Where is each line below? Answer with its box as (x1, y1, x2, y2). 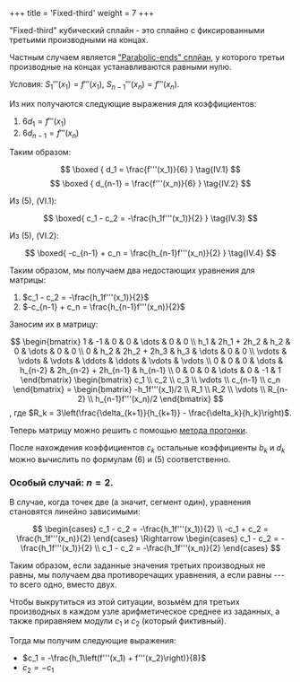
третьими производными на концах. (9, 35, 149, 45)
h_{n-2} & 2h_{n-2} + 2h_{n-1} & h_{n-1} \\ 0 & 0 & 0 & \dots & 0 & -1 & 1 (19, 365, 282, 376)
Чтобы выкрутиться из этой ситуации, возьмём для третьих (9, 597, 240, 608)
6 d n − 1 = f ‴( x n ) (21, 127, 80, 140)
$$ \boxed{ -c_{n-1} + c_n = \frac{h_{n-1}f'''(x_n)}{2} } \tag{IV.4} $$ (24, 248, 277, 258)
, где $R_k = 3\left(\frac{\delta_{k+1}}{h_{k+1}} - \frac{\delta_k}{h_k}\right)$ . (9, 407, 292, 418)
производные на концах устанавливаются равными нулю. (9, 62, 232, 72)
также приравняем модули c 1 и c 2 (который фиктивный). (9, 616, 227, 629)
